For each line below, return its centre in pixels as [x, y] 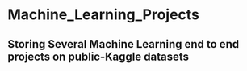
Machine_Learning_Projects [103, 15]
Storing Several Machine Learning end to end [123, 44]
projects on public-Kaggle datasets [98, 56]
